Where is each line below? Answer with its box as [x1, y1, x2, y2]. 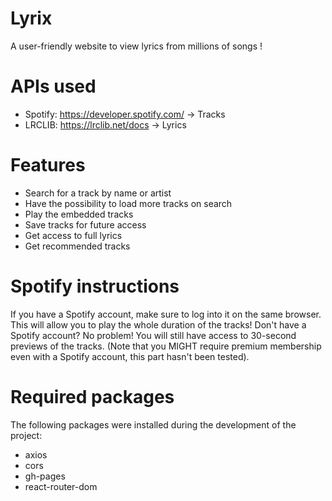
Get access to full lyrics [24, 229, 123, 241]
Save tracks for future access [24, 218, 147, 231]
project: [10, 429, 43, 441]
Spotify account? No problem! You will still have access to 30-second [10, 329, 297, 341]
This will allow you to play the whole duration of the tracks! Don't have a [10, 318, 307, 331]
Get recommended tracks [24, 240, 131, 252]
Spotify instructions [10, 275, 180, 297]
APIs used [10, 75, 97, 98]
